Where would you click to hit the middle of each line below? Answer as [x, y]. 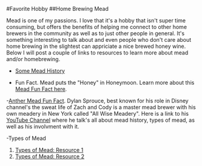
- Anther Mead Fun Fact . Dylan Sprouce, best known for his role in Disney [98, 101]
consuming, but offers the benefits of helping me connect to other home [96, 27]
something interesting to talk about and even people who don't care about [99, 40]
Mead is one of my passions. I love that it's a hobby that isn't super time [96, 20]
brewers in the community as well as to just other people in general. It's [96, 33]
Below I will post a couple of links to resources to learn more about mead [97, 53]
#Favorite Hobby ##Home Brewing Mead [58, 9]
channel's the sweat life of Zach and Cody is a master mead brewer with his [101, 107]
